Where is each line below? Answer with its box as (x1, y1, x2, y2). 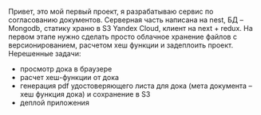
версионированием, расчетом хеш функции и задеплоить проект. (8, 40, 234, 50)
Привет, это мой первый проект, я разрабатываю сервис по (8, 7, 214, 16)
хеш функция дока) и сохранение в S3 (19, 90, 151, 98)
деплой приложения (19, 98, 89, 107)
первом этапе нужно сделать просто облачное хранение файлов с (8, 32, 238, 41)
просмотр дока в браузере (19, 64, 113, 74)
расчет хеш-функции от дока (19, 73, 120, 82)
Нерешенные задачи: (8, 49, 81, 58)
